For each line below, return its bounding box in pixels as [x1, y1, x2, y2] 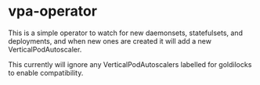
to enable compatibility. [8, 68, 84, 77]
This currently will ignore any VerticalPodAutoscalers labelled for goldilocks [8, 59, 252, 69]
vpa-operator [8, 2, 98, 20]
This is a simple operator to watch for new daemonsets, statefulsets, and [8, 28, 243, 37]
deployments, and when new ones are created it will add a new [8, 36, 211, 45]
